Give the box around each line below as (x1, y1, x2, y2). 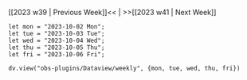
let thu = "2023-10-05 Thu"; (8, 44, 105, 51)
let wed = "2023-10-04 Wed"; (8, 36, 105, 44)
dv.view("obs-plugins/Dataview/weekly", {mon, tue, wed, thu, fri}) (8, 64, 241, 72)
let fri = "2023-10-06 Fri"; (8, 51, 105, 59)
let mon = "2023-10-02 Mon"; (8, 23, 105, 31)
